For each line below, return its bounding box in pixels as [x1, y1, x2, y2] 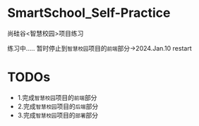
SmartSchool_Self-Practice [7, 5, 171, 21]
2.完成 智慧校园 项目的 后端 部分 [17, 102, 99, 111]
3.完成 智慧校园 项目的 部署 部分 [17, 111, 99, 119]
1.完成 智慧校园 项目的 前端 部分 [17, 93, 97, 101]
